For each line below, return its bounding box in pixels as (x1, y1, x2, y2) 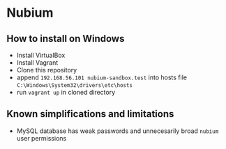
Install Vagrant (16, 58, 59, 67)
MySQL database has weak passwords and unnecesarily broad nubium (16, 127, 219, 135)
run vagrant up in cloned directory (16, 88, 116, 96)
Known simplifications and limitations (6, 108, 174, 120)
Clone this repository (16, 66, 77, 74)
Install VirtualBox (16, 51, 66, 59)
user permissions (16, 134, 67, 142)
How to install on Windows (6, 33, 125, 45)
